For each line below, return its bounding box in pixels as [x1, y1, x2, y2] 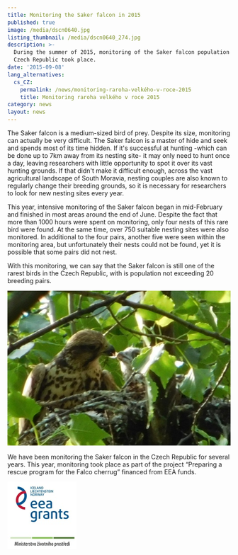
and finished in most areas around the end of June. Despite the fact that [7, 210, 217, 219]
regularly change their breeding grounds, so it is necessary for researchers [7, 181, 227, 190]
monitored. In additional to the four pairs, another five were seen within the [7, 233, 225, 241]
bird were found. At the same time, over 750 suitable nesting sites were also [7, 225, 229, 234]
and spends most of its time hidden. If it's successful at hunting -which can [7, 144, 227, 152]
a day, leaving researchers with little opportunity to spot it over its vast [7, 159, 212, 167]
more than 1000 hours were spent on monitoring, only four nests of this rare [7, 218, 229, 226]
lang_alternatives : [7, 71, 65, 78]
